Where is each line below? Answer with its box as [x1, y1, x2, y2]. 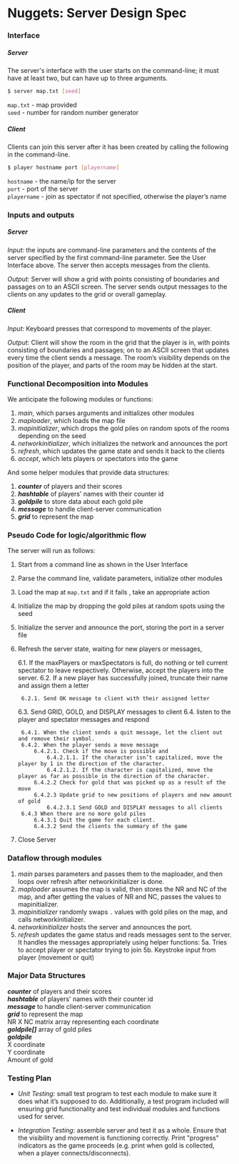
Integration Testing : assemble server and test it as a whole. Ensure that [17, 1126, 227, 1135]
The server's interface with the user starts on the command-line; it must [7, 66, 219, 75]
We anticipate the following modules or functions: [7, 394, 153, 403]
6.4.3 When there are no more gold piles [21, 810, 146, 817]
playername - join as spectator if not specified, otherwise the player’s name [7, 191, 227, 201]
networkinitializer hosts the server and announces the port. [17, 922, 193, 931]
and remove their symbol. [17, 735, 95, 742]
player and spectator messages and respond [17, 715, 150, 724]
